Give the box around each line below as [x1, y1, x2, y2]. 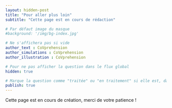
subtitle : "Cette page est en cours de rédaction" [5, 17, 116, 22]
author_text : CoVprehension [5, 45, 68, 50]
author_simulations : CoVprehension [5, 50, 83, 55]
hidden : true [5, 69, 33, 74]
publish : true [5, 83, 36, 88]
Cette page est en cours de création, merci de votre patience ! [5, 97, 137, 103]
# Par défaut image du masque [5, 26, 70, 31]
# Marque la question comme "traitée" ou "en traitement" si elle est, [5, 78, 161, 83]
